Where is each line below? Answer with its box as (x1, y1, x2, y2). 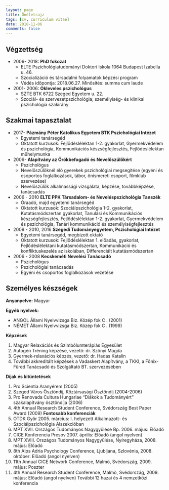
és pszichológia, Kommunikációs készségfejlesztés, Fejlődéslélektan (20, 145, 164, 152)
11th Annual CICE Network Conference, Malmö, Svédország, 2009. (13, 459, 152, 465)
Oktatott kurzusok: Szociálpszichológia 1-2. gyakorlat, (20, 205, 133, 211)
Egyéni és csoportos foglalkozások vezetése (20, 269, 114, 275)
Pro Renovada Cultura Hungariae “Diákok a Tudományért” (13, 394, 134, 400)
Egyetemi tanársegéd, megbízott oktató (20, 231, 103, 238)
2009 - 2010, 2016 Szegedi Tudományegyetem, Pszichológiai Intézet (13, 226, 160, 232)
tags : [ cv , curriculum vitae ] (6, 17, 70, 22)
